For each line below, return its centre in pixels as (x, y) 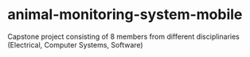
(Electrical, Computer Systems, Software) (76, 44)
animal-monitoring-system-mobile (125, 15)
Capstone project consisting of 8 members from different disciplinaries (123, 36)
